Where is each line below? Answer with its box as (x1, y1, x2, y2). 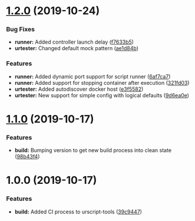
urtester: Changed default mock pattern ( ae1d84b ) (14, 45, 139, 52)
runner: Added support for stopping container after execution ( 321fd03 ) (14, 79, 190, 86)
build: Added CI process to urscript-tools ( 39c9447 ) (14, 208, 143, 215)
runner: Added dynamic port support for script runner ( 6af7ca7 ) (14, 72, 171, 80)
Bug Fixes (6, 25, 35, 34)
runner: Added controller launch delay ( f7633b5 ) (14, 38, 134, 45)
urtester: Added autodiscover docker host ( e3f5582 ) (14, 85, 144, 93)
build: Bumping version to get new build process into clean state (14, 147, 172, 154)
